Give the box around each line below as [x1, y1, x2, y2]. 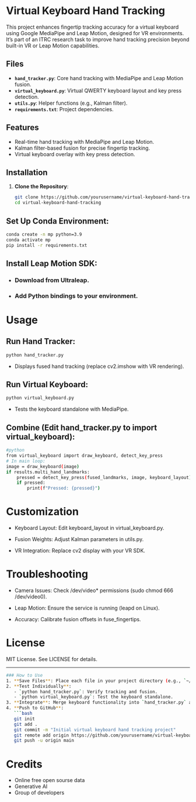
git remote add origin [13, 732, 69, 738]
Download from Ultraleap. [14, 276, 89, 284]
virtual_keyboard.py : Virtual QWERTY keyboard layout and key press [14, 87, 182, 94]
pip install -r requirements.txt [6, 242, 87, 248]
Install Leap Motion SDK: [6, 259, 97, 269]
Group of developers [14, 789, 65, 796]
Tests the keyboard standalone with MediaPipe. [14, 405, 129, 413]
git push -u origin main [13, 738, 75, 744]
